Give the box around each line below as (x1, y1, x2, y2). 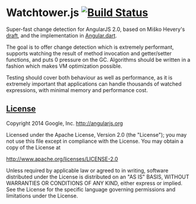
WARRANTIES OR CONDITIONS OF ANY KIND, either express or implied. (6, 179, 182, 187)
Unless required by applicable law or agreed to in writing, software (6, 167, 169, 174)
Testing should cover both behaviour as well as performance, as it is (6, 74, 173, 81)
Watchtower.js (6, 6, 79, 20)
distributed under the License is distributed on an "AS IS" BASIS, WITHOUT (6, 173, 189, 180)
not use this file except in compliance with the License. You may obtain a (6, 137, 184, 145)
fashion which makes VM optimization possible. (6, 62, 123, 70)
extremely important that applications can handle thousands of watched (6, 80, 182, 87)
